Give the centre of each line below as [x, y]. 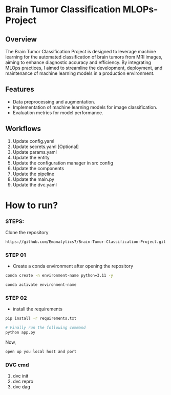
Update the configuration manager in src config [63, 163]
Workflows [23, 129]
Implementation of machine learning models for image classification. [85, 107]
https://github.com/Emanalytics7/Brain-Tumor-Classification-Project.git [86, 242]
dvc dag [21, 387]
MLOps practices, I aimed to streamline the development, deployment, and [84, 68]
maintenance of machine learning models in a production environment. [80, 73]
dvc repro [23, 381]
